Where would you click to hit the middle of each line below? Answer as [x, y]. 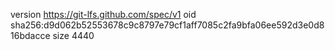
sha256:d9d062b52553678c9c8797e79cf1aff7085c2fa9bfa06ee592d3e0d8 [167, 25]
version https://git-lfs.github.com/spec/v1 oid [103, 14]
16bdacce [30, 35]
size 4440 [73, 35]
